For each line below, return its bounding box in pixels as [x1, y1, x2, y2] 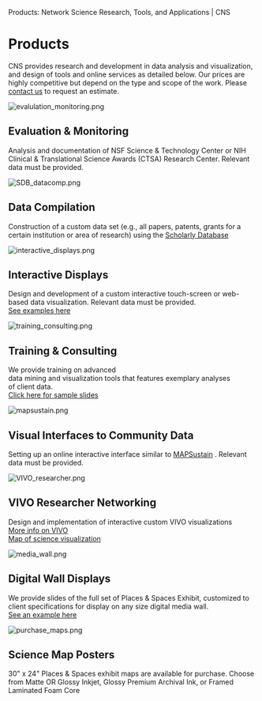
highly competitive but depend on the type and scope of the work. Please [8, 77, 247, 87]
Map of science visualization [8, 533, 101, 543]
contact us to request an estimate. [8, 86, 120, 96]
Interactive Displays [8, 268, 109, 281]
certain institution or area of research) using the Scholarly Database [8, 230, 229, 239]
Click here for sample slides [8, 390, 99, 400]
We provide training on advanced [8, 365, 117, 375]
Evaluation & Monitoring [8, 125, 129, 138]
